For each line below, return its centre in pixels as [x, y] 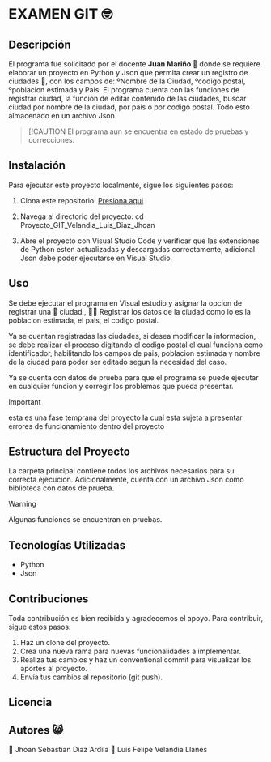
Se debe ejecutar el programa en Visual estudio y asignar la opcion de [125, 303]
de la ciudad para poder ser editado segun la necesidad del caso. [118, 362]
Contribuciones [49, 599]
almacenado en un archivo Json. [63, 116]
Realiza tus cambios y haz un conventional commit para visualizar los [135, 660]
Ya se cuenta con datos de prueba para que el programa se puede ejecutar [133, 377]
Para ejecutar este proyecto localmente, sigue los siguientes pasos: [121, 185]
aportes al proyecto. [53, 669]
